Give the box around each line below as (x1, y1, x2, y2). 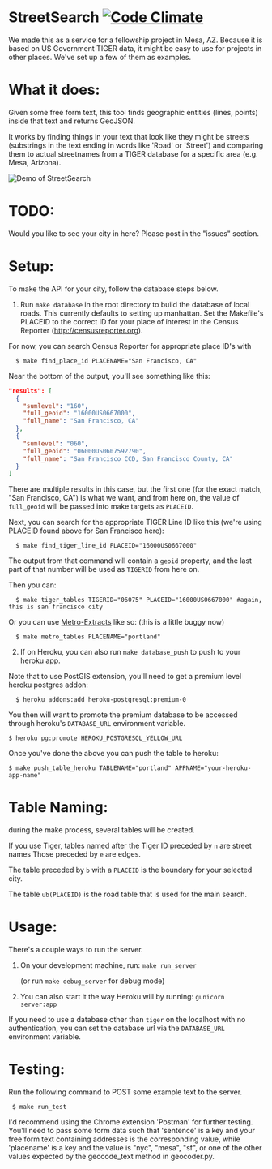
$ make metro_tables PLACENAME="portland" (15, 633, 161, 641)
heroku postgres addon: (8, 680, 89, 690)
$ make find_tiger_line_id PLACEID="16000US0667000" (15, 542, 198, 550)
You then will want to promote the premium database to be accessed (8, 710, 238, 720)
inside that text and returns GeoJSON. (8, 116, 136, 126)
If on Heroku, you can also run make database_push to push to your (19, 647, 241, 657)
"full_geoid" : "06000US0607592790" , (23, 447, 147, 455)
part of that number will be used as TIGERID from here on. (8, 565, 200, 574)
